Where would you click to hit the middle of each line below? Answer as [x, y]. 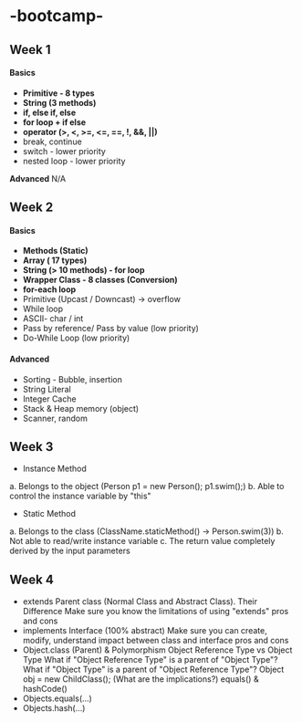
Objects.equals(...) [57, 698]
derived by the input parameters [70, 551]
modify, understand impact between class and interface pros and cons [156, 641]
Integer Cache [49, 399]
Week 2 [31, 208]
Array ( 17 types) [55, 260]
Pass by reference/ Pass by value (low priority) [110, 329]
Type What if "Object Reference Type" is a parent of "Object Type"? [150, 660]
